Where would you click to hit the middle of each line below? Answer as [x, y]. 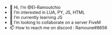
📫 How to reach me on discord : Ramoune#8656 [58, 28]
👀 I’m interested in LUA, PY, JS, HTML [47, 12]
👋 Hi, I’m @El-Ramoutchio [35, 7]
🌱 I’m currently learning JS [36, 17]
